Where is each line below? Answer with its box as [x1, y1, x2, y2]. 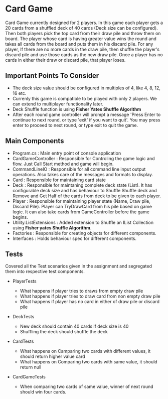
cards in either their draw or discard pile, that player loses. [5, 57, 126, 63]
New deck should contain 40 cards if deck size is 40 [20, 323, 129, 329]
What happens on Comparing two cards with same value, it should [20, 359, 157, 365]
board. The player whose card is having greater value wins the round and [5, 36, 157, 42]
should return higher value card [20, 353, 85, 359]
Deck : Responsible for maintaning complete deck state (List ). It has [12, 182, 152, 188]
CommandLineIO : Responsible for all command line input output [12, 166, 146, 172]
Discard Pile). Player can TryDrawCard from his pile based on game [12, 203, 152, 209]
